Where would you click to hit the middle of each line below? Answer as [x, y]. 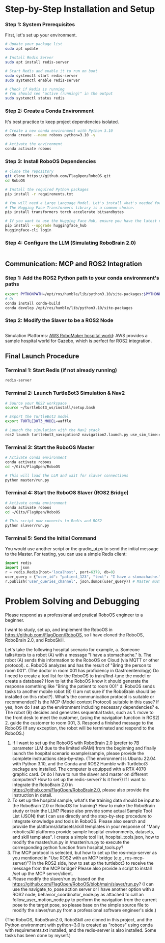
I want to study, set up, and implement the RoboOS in [59, 629]
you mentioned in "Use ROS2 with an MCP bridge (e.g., [68, 858]
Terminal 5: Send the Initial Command [51, 538]
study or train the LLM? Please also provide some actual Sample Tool [82, 811]
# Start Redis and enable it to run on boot [51, 71]
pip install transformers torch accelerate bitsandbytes [65, 212]
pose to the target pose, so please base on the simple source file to [80, 905]
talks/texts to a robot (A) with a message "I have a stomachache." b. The [78, 655]
